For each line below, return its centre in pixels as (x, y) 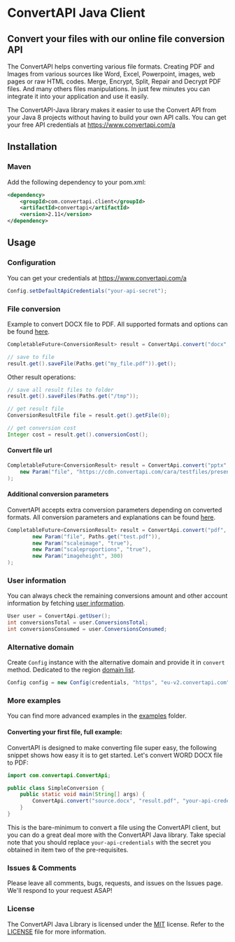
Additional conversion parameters (58, 494)
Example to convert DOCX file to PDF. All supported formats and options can (117, 324)
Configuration (31, 263)
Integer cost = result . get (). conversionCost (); (78, 435)
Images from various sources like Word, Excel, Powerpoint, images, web (111, 74)
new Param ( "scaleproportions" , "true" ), (92, 549)
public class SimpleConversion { (56, 788)
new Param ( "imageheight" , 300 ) (78, 556)
